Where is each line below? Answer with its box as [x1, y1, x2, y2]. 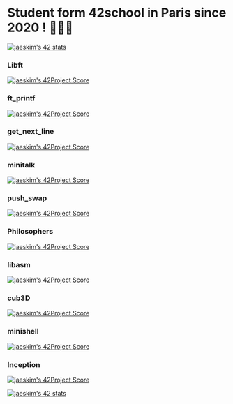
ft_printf [7, 93, 36, 103]
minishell [7, 327, 39, 336]
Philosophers [7, 227, 54, 237]
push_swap [7, 193, 47, 203]
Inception [7, 359, 40, 369]
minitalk [7, 160, 36, 170]
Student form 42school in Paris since [7, 5, 227, 21]
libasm [7, 260, 31, 269]
